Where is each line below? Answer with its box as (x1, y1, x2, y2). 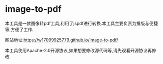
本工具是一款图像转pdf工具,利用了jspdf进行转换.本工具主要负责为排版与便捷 (5, 20, 158, 26)
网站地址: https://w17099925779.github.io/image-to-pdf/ (5, 37, 118, 43)
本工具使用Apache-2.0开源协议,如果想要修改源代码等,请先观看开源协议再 (5, 47, 152, 53)
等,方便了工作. (5, 26, 34, 32)
